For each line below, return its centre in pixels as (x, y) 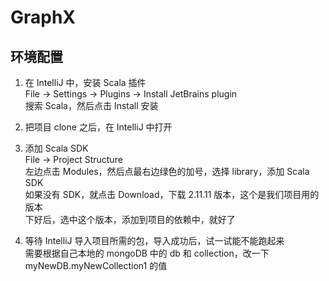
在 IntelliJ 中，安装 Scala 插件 (85, 82)
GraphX (43, 17)
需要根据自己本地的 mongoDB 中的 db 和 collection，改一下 (147, 253)
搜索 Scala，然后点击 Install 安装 (91, 105)
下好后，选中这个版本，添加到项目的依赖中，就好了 (130, 219)
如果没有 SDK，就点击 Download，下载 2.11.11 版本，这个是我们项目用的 (172, 194)
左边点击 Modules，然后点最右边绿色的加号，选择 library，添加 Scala (167, 171)
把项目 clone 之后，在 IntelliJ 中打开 (98, 127)
